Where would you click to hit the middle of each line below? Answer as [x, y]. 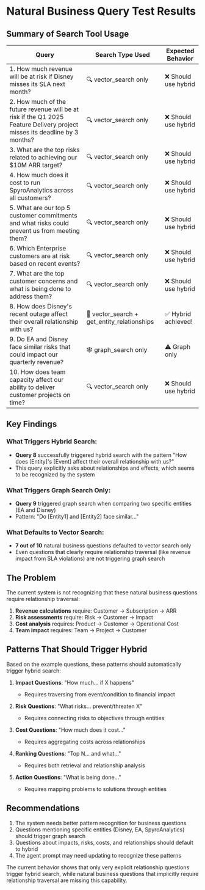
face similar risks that [40, 347]
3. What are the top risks [45, 150]
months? [22, 140]
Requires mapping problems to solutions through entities [95, 789]
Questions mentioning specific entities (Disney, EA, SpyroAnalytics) [100, 830]
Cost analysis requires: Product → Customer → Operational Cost [97, 624]
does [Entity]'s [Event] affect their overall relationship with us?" [95, 461]
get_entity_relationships [120, 322]
